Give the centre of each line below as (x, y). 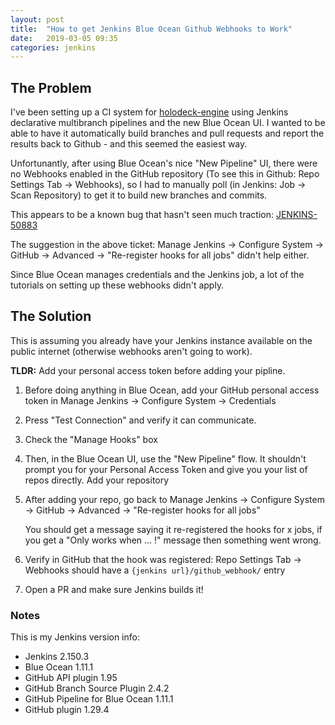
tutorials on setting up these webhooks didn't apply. (117, 285)
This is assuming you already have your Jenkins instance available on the (161, 340)
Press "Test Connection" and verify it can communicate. (140, 420)
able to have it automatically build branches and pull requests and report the (167, 133)
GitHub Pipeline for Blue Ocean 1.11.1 (99, 699)
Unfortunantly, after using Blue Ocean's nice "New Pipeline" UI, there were (164, 163)
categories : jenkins (53, 47)
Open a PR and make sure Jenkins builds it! (114, 589)
